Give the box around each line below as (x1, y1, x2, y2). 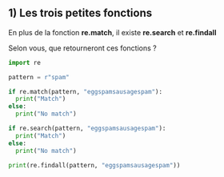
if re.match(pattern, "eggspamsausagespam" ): (8, 87, 162, 95)
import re (8, 58, 42, 66)
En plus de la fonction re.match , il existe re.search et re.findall (8, 27, 217, 37)
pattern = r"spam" (8, 73, 70, 81)
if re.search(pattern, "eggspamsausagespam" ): (8, 124, 166, 133)
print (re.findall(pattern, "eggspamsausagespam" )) (8, 161, 181, 169)
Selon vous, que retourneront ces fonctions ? (8, 43, 158, 53)
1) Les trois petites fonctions (8, 6, 153, 20)
